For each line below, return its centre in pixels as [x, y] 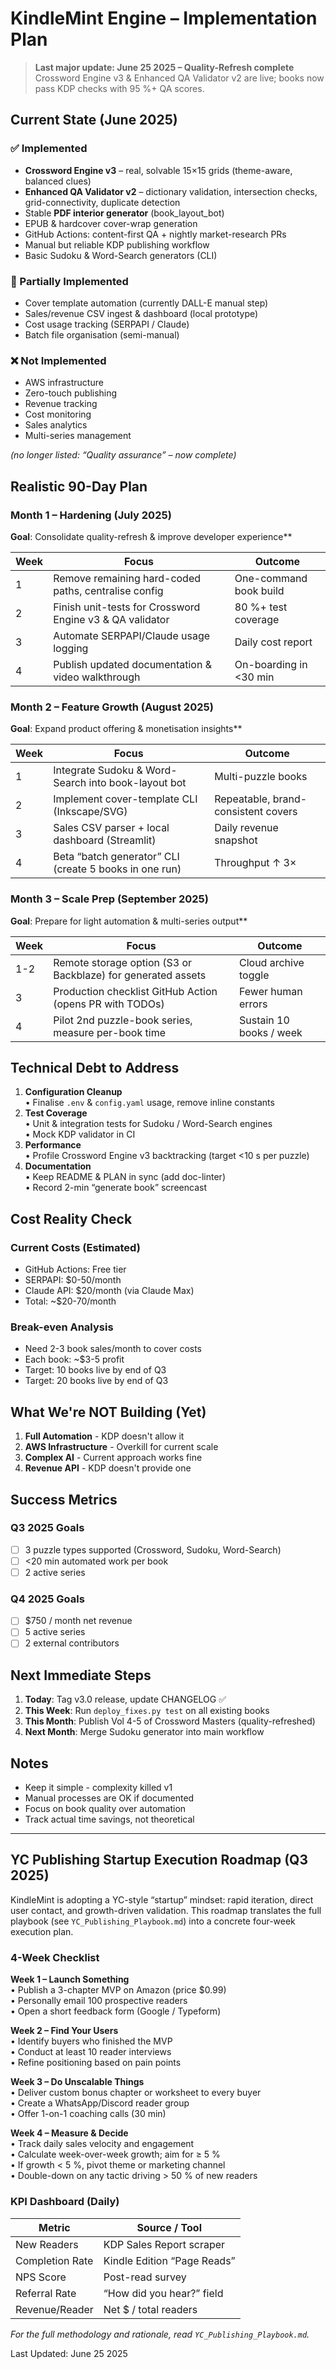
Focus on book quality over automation [105, 1809]
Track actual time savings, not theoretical [109, 1819]
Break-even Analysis [62, 1327]
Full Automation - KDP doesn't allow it [104, 1436]
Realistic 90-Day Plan [79, 486]
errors [253, 1004]
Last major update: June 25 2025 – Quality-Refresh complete [164, 67]
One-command [271, 578]
